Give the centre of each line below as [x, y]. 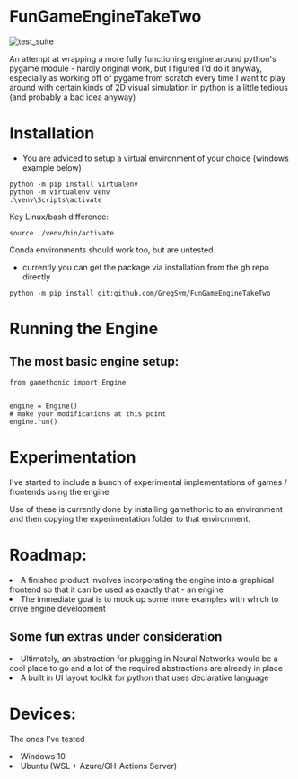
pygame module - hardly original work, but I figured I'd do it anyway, [136, 68]
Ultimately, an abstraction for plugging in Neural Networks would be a [149, 659]
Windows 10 [43, 756]
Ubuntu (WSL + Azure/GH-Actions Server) [99, 766]
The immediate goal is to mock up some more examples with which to [150, 598]
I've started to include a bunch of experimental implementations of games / [148, 482]
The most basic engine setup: [94, 362]
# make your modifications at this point [88, 414]
